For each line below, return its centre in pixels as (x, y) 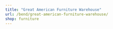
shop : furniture (22, 19)
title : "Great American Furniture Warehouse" (53, 10)
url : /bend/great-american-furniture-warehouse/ (57, 14)
